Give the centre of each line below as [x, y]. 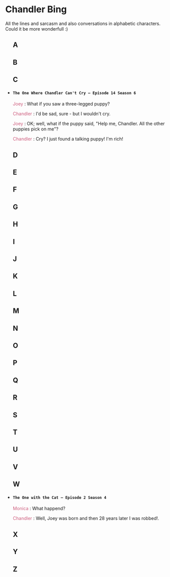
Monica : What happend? [39, 509]
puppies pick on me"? [35, 129]
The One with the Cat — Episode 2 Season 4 [60, 497]
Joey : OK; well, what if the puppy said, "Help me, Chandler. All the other [89, 124]
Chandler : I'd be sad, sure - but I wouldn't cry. [62, 114]
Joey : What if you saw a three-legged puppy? [61, 104]
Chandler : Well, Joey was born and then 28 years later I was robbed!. [86, 518]
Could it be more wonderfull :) [37, 29]
